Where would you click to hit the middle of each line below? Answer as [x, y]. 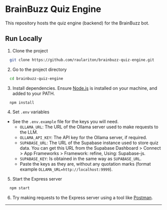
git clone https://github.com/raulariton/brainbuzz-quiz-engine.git [82, 60]
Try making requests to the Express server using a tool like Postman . [83, 198]
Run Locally [24, 39]
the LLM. [29, 132]
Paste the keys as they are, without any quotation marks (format [85, 164]
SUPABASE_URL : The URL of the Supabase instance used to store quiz [89, 143]
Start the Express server [37, 179]
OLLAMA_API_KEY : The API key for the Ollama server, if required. [83, 138]
